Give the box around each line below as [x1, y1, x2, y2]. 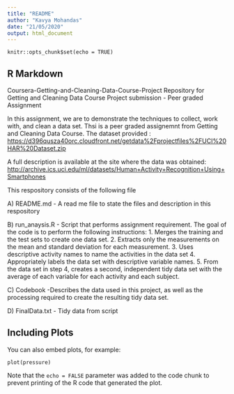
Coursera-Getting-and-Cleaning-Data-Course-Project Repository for [7, 86, 205, 95]
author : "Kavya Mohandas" [7, 17, 82, 24]
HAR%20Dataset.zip [7, 144, 66, 153]
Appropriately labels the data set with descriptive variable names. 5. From [7, 257, 219, 266]
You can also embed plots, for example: [7, 345, 121, 354]
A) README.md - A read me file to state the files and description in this [7, 199, 211, 208]
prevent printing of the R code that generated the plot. [7, 378, 162, 387]
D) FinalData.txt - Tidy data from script [7, 307, 118, 315]
